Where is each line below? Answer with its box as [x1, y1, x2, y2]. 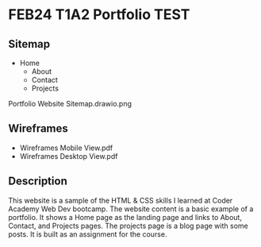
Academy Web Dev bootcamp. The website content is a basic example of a [8, 204, 254, 214]
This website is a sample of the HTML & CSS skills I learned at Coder [8, 195, 233, 205]
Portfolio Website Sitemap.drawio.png [8, 99, 132, 108]
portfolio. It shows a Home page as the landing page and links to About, [8, 212, 242, 222]
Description [8, 175, 67, 188]
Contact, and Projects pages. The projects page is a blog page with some [8, 221, 248, 230]
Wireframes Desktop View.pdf [19, 151, 118, 160]
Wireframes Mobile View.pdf [19, 143, 113, 152]
